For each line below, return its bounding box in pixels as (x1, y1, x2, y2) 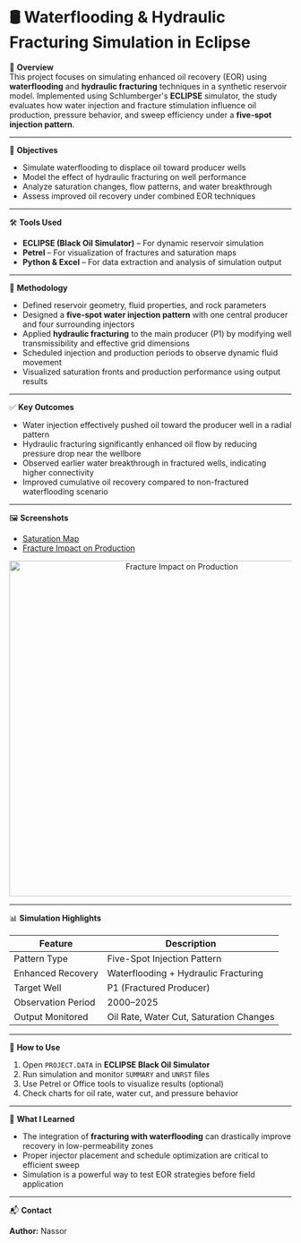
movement (21, 356, 63, 367)
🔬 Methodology (9, 282, 69, 293)
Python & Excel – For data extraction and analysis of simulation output (21, 256, 282, 267)
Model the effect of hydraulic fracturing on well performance (21, 171, 246, 182)
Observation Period (13, 996, 96, 1008)
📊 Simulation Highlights (9, 913, 101, 923)
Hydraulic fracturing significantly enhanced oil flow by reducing (21, 438, 258, 449)
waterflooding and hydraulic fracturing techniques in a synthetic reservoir (9, 81, 288, 91)
